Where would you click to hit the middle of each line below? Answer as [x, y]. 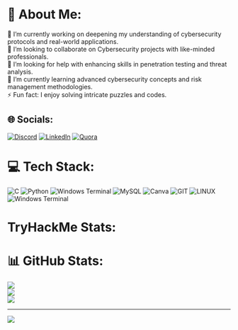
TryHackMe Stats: [62, 227]
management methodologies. [50, 86]
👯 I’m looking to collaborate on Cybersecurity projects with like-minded [111, 49]
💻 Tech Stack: [51, 166]
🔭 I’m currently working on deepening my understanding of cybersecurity [114, 34]
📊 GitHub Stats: [56, 261]
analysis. [20, 72]
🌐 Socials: [30, 120]
